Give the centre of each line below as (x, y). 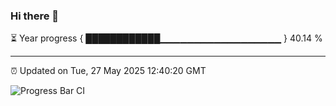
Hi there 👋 (35, 16)
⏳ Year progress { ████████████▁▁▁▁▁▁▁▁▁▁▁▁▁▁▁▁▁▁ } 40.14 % (166, 38)
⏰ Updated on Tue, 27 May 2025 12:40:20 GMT (108, 71)
